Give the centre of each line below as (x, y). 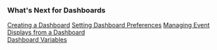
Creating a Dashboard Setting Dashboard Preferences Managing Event (108, 25)
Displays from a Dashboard (46, 32)
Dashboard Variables (37, 40)
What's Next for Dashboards (56, 10)
